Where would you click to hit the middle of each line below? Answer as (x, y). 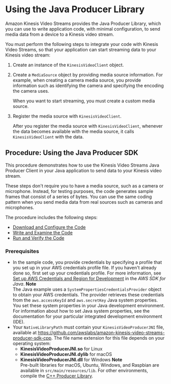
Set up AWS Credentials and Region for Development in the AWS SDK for (89, 279)
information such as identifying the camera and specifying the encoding (88, 86)
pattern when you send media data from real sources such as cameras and (84, 202)
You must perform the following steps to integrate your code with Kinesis (82, 44)
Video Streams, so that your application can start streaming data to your (81, 49)
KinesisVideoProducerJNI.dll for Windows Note (71, 360)
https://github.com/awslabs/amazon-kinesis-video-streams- (101, 333)
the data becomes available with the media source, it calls (73, 131)
